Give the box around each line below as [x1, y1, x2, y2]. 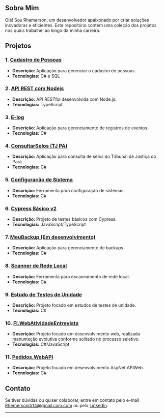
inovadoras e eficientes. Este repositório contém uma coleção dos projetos [5, 22, 157, 28]
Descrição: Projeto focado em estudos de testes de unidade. [12, 302, 136, 308]
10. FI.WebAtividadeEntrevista [5, 320, 79, 327]
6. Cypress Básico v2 [5, 205, 57, 212]
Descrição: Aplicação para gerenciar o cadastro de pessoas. [12, 67, 136, 73]
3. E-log [5, 114, 25, 120]
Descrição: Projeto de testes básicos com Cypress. [12, 216, 117, 222]
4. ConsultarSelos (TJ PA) [5, 143, 68, 149]
